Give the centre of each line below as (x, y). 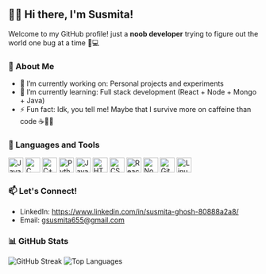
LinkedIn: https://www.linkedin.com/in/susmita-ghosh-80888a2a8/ (129, 211)
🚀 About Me (31, 66)
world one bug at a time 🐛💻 (54, 42)
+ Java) (32, 101)
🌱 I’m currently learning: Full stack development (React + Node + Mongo (138, 92)
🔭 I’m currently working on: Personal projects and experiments (121, 83)
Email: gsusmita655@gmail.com (72, 220)
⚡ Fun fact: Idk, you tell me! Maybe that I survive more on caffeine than (135, 110)
